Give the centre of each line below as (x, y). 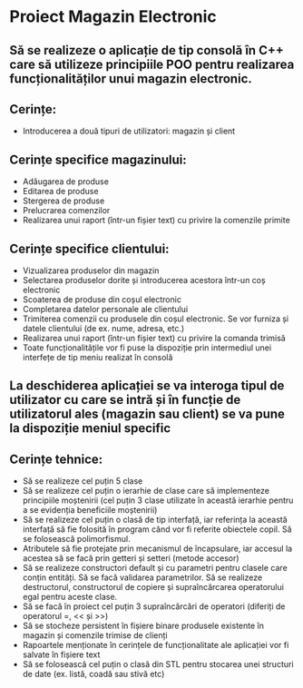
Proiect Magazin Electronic (113, 17)
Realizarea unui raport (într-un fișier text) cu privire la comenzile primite (156, 221)
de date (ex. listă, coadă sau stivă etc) (93, 674)
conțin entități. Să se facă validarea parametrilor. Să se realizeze (142, 577)
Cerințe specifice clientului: (89, 248)
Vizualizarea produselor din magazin (91, 270)
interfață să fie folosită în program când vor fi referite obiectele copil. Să (157, 529)
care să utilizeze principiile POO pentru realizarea (152, 64)
